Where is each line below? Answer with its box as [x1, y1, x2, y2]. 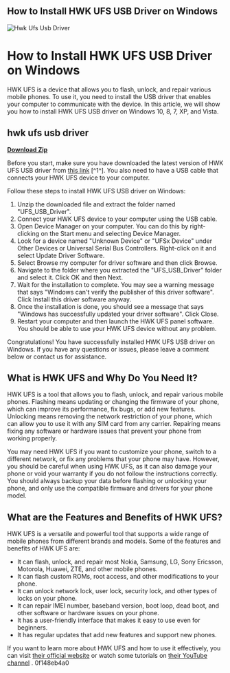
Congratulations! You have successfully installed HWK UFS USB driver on [7, 337, 215, 346]
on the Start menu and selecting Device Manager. [41, 229, 181, 237]
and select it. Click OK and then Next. [16, 273, 124, 281]
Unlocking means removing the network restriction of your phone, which [7, 412, 213, 420]
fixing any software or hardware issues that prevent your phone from [7, 427, 202, 436]
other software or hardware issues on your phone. [16, 609, 159, 617]
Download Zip [7, 145, 48, 153]
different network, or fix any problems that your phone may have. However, [7, 455, 220, 463]
